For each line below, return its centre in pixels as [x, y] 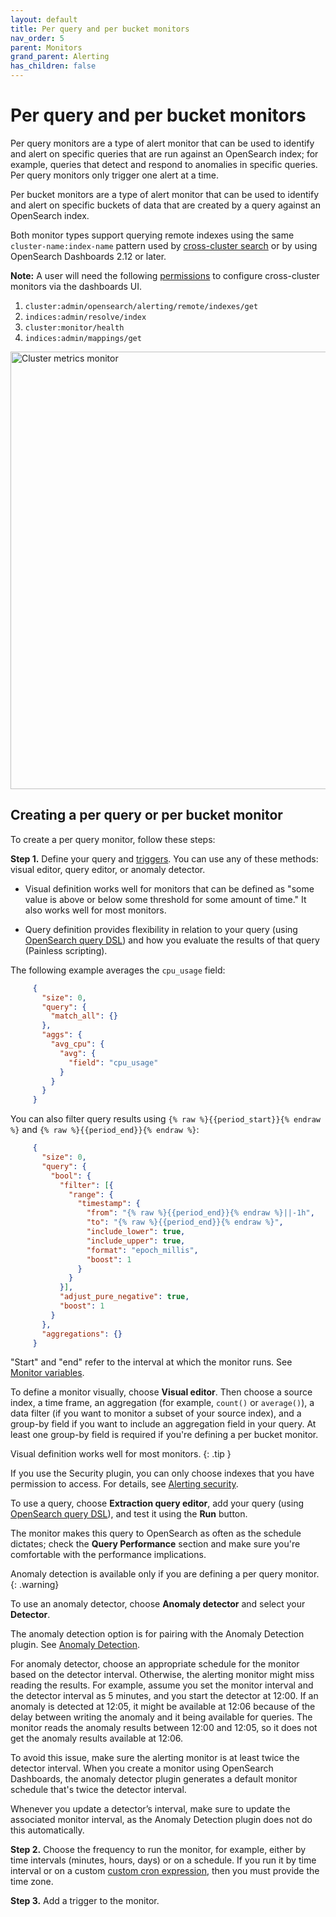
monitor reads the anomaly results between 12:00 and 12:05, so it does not [164, 1728]
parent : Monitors [46, 47]
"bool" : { [71, 1176]
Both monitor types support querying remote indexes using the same [152, 235]
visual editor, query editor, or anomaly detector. [108, 869]
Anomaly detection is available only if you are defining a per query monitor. [165, 1574]
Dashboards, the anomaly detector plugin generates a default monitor [154, 1779]
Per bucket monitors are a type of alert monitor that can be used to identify [165, 194]
